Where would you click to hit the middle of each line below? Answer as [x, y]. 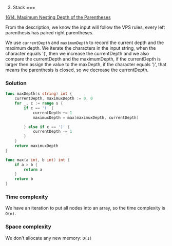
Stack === [24, 7]
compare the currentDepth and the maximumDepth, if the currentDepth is [83, 59]
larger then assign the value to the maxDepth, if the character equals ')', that [86, 64]
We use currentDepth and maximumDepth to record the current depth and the [85, 43]
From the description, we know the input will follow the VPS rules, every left [85, 27]
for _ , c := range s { [39, 104]
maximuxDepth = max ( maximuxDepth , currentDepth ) [86, 117]
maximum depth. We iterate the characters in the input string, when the [81, 48]
